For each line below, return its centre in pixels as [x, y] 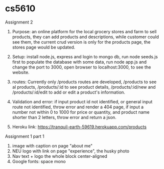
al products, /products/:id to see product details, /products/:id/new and [84, 87]
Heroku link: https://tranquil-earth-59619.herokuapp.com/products [79, 127]
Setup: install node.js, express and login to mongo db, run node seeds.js [85, 56]
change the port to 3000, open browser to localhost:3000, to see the [82, 67]
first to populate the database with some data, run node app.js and [79, 62]
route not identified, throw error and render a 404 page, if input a [78, 107]
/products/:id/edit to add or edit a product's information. [69, 92]
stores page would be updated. [44, 47]
